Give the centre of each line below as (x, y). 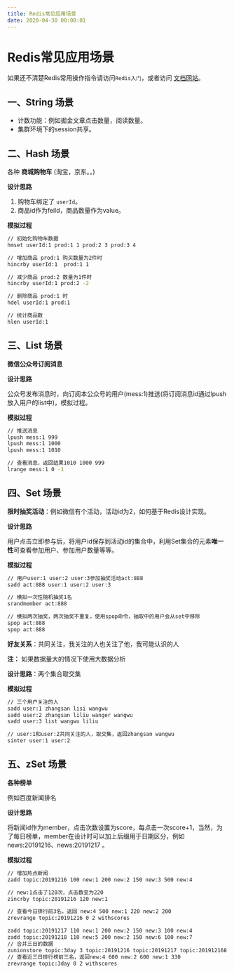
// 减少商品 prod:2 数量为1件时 (50, 277)
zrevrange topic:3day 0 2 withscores (62, 963)
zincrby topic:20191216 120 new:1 (58, 899)
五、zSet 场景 (37, 764)
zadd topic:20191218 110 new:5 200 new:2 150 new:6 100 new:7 (100, 937)
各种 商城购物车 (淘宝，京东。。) (51, 172)
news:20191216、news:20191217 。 (58, 845)
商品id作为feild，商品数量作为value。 (71, 211)
